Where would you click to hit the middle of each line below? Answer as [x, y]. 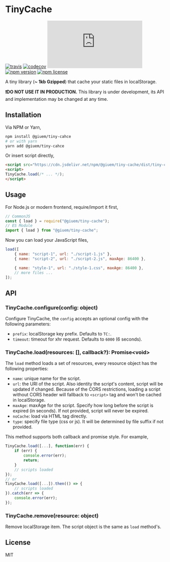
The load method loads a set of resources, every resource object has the [81, 363]
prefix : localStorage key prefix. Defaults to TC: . [62, 334]
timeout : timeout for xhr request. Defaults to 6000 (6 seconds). [77, 339]
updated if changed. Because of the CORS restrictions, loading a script [87, 389]
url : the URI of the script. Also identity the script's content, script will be [88, 384]
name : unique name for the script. [47, 379]
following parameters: [28, 324]
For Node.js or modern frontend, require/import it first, [62, 207]
